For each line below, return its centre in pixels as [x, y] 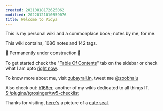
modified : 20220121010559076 [36, 15]
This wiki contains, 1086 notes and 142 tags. [51, 43]
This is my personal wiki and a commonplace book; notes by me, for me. [80, 34]
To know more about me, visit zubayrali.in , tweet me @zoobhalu [72, 78]
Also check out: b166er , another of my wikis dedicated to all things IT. [77, 88]
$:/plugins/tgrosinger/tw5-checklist [42, 93]
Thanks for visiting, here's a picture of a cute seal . [57, 103]
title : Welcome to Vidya [31, 19]
